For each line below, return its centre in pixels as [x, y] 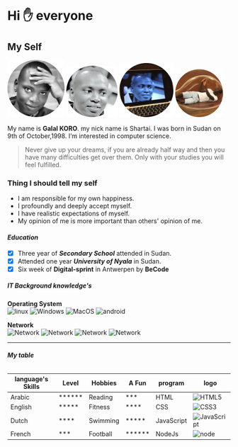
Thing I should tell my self [52, 183]
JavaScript [171, 420]
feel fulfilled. [43, 165]
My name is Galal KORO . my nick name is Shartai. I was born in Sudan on [114, 128]
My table [21, 355]
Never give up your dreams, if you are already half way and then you [125, 149]
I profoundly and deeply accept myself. [75, 206]
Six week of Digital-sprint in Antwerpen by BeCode [93, 269]
